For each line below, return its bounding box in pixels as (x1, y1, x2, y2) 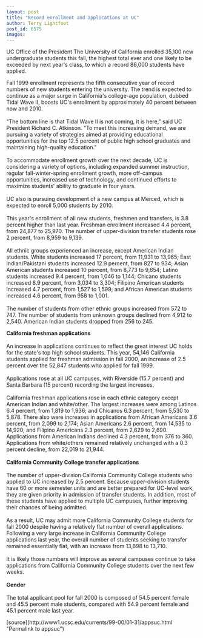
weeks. (6, 568, 24, 575)
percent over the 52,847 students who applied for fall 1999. (6, 362, 155, 369)
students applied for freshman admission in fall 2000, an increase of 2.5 (6, 356, 186, 363)
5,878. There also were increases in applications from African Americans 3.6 (6, 413, 198, 421)
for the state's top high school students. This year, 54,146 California (6, 349, 175, 356)
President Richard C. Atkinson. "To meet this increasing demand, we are (6, 124, 187, 132)
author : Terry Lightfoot (6, 20, 69, 26)
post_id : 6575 (6, 25, 42, 32)
